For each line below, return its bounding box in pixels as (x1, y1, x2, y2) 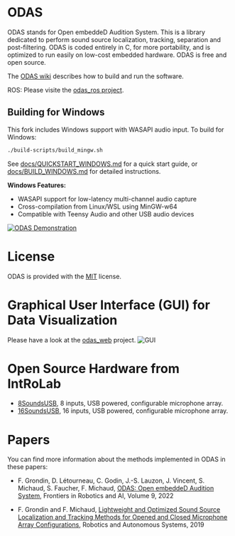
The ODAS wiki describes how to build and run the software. (7, 72, 185, 80)
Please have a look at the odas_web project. (7, 335, 136, 344)
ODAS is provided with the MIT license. (7, 272, 122, 280)
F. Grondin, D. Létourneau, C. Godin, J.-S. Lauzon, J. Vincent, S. (17, 476, 204, 485)
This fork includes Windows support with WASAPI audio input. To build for (7, 125, 224, 134)
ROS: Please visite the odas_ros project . (7, 85, 124, 94)
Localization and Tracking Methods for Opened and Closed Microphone (17, 513, 228, 522)
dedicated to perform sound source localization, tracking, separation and (7, 35, 222, 43)
